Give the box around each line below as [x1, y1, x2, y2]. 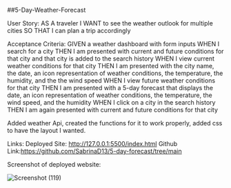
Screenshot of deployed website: [7, 160, 101, 168]
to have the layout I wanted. [7, 127, 86, 134]
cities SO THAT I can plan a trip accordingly [7, 27, 131, 34]
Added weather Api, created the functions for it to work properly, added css [7, 119, 223, 127]
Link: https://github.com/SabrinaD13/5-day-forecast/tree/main [7, 147, 182, 155]
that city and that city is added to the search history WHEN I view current [7, 54, 215, 63]
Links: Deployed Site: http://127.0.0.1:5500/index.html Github [7, 140, 178, 147]
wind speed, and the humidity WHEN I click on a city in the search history [7, 98, 216, 106]
